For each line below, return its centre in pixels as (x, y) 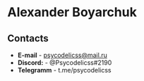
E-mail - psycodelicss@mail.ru (62, 55)
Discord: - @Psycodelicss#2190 (65, 63)
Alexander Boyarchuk (72, 12)
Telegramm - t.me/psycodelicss (64, 70)
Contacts (28, 38)
